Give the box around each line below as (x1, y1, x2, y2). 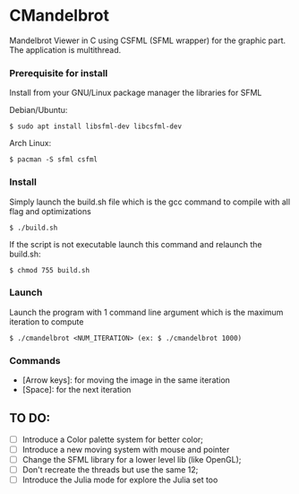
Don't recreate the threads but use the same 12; (21, 464, 199, 475)
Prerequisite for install (9, 66, 108, 79)
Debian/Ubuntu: (9, 105, 68, 116)
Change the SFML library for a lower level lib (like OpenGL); (21, 455, 242, 465)
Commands (9, 354, 61, 367)
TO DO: (9, 410, 51, 426)
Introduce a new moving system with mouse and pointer (21, 445, 230, 455)
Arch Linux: (9, 138, 52, 149)
